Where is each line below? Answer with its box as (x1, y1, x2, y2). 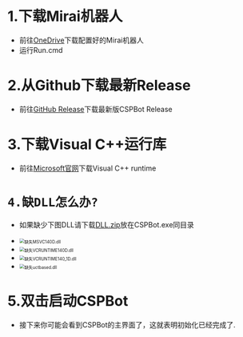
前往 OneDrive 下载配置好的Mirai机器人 (18, 35, 145, 45)
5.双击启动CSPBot (7, 291, 129, 310)
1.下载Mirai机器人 (7, 7, 123, 26)
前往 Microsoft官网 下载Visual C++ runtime (18, 163, 157, 173)
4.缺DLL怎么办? (7, 195, 99, 210)
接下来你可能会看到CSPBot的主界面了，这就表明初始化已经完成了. (18, 319, 237, 329)
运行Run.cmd (18, 45, 63, 54)
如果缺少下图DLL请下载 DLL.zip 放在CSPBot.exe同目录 (18, 219, 195, 229)
